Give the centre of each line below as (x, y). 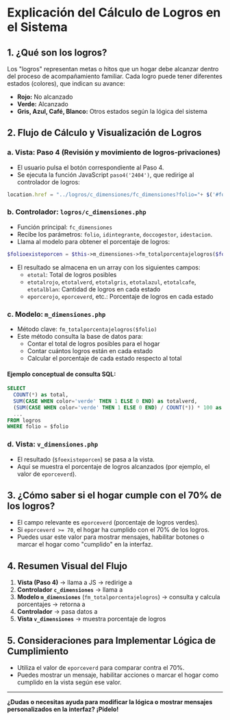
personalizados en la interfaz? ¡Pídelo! (63, 709)
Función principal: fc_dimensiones (65, 227)
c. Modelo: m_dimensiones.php (56, 314)
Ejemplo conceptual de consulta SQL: (62, 374)
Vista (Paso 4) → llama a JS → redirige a (74, 583)
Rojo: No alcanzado (45, 97)
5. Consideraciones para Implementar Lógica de (112, 640)
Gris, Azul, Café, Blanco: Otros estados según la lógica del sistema (112, 111)
